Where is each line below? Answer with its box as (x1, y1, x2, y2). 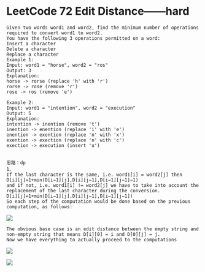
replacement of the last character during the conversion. (6, 187, 161, 194)
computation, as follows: (6, 203, 72, 210)
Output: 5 (6, 110, 32, 116)
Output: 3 (6, 67, 32, 74)
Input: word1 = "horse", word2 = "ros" (6, 62, 109, 68)
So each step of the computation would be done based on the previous (6, 198, 191, 205)
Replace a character (6, 51, 60, 58)
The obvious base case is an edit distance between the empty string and (6, 225, 199, 232)
